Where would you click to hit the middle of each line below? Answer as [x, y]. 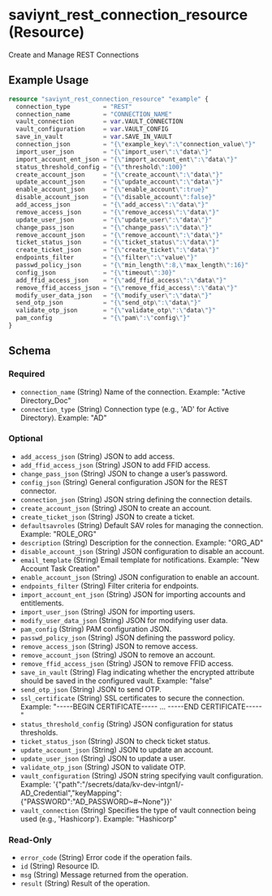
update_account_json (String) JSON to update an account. [117, 750]
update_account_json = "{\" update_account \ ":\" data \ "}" [119, 182]
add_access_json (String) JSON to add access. [97, 456]
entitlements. [42, 603]
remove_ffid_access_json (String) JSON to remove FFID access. [127, 663]
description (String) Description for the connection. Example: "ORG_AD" [142, 543]
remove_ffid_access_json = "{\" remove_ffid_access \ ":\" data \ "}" [127, 288]
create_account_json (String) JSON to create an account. [116, 508]
